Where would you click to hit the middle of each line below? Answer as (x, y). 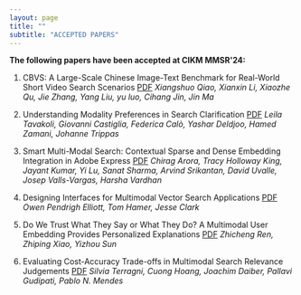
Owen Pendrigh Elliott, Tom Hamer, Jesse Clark (111, 207)
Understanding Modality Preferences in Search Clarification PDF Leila (152, 115)
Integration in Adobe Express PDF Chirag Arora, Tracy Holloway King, (152, 161)
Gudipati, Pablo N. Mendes (73, 281)
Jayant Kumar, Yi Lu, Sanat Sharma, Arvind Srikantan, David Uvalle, (150, 171)
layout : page (34, 18)
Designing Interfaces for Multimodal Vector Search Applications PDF (150, 198)
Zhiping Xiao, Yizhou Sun (70, 244)
